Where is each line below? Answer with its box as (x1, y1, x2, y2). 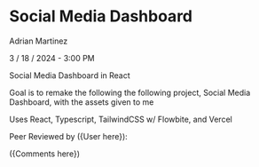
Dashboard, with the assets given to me (9, 96, 154, 107)
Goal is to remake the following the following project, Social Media (9, 87, 251, 98)
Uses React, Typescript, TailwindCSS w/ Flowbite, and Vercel (9, 114, 232, 124)
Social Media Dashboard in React (9, 69, 130, 81)
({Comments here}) (9, 148, 80, 159)
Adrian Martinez (9, 36, 68, 46)
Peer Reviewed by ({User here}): (9, 131, 129, 141)
